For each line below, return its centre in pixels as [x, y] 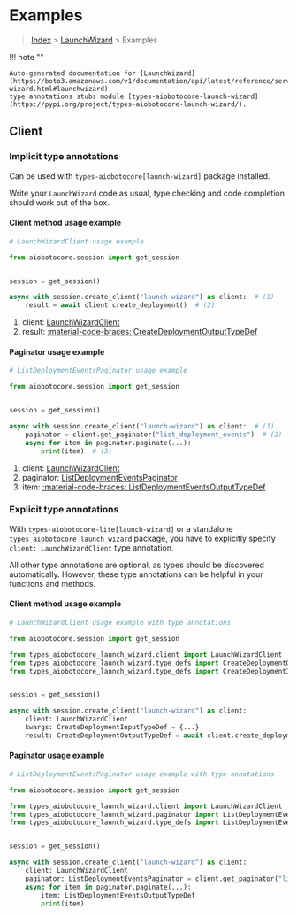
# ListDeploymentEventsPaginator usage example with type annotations [142, 774]
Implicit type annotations [64, 157]
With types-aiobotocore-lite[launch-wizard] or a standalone [122, 528]
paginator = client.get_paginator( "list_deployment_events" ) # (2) [154, 435]
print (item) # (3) [77, 451]
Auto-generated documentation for [73, 73]
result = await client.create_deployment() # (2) [120, 305]
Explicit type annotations [64, 510]
